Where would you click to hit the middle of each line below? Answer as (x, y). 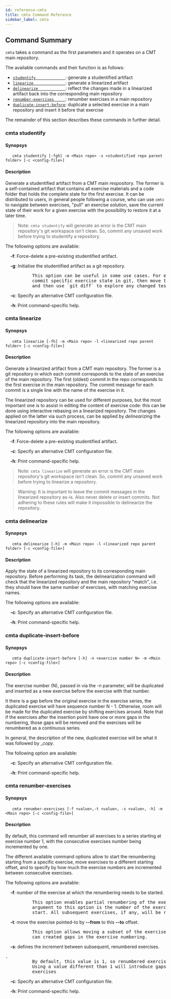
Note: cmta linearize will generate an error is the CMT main (81, 471)
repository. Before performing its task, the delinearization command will (80, 577)
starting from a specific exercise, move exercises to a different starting (79, 862)
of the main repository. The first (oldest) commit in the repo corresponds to (84, 379)
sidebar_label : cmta (27, 19)
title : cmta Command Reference (38, 15)
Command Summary (39, 40)
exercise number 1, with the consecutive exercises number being (73, 841)
